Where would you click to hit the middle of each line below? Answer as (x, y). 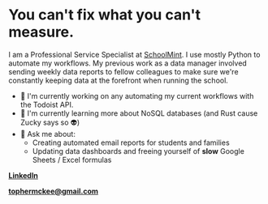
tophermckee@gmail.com (54, 191)
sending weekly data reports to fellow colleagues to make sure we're (123, 71)
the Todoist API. (47, 104)
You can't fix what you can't (105, 15)
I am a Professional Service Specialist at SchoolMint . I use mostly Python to (134, 54)
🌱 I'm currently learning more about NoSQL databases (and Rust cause (139, 113)
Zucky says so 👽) (50, 122)
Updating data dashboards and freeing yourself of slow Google (138, 151)
